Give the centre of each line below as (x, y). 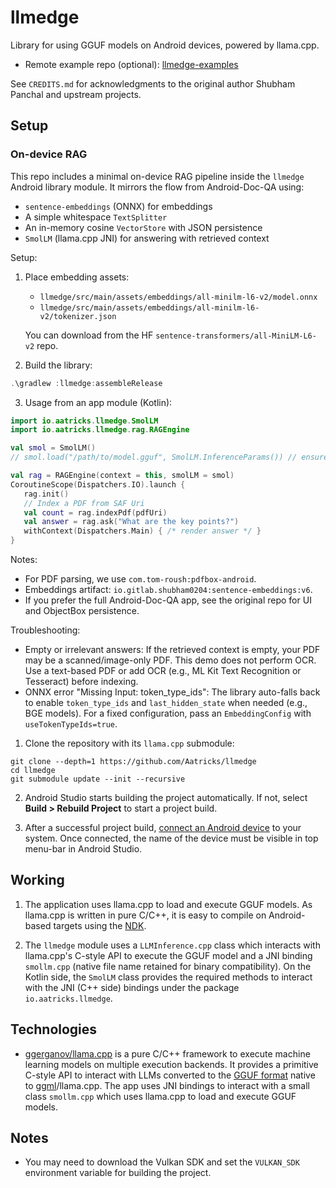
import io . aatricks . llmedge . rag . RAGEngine (100, 430)
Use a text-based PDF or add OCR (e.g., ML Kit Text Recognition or (163, 670)
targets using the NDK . (100, 925)
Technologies (54, 1029)
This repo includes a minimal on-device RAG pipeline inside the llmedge (157, 176)
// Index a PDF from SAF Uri (84, 503)
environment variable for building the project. (118, 1173)
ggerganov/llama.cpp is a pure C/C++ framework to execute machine (167, 1053)
